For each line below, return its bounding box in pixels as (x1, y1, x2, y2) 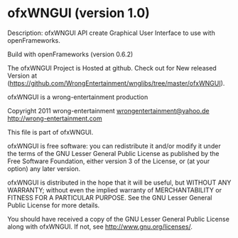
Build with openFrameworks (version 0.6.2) (7, 50, 134, 58)
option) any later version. (7, 164, 80, 172)
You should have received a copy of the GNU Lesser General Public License (7, 214, 229, 223)
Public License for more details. (7, 201, 100, 209)
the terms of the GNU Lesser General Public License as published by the (7, 149, 220, 157)
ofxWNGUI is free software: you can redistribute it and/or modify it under (7, 141, 222, 150)
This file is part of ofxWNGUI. (7, 128, 94, 136)
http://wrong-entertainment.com (7, 114, 102, 123)
